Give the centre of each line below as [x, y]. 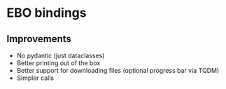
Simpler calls [35, 78]
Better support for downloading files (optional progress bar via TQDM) [118, 70]
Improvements [39, 39]
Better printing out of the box [58, 63]
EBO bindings [47, 13]
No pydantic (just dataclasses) [61, 55]
